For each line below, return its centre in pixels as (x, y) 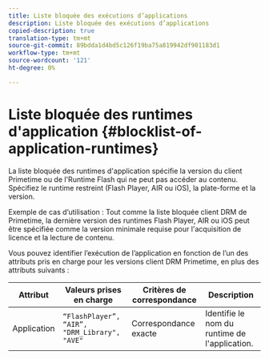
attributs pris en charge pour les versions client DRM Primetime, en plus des (134, 261)
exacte (145, 333)
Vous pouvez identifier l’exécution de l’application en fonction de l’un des (128, 252)
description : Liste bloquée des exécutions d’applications (109, 23)
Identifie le (225, 313)
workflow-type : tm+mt (44, 53)
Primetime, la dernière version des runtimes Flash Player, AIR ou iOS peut (129, 220)
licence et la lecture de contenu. (61, 237)
